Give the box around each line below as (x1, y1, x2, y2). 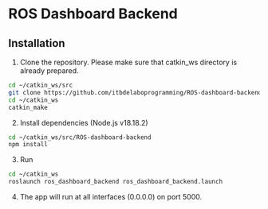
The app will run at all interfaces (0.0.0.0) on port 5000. (19, 192, 203, 201)
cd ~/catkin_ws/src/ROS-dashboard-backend (8, 133, 152, 141)
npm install (8, 141, 48, 149)
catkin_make (8, 103, 48, 111)
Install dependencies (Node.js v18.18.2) (19, 118, 149, 127)
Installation (8, 37, 65, 50)
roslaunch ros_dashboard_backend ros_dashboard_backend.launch (8, 178, 223, 186)
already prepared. (19, 66, 79, 75)
